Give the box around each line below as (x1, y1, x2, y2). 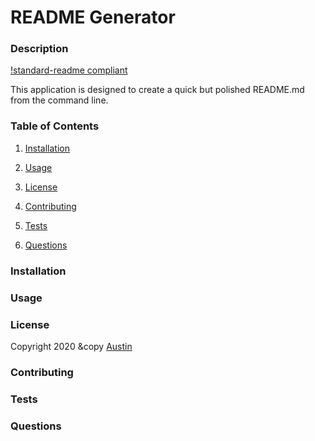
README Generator (10, 6, 176, 29)
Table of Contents (10, 119, 100, 133)
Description (10, 42, 69, 56)
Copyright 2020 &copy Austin (10, 340, 133, 352)
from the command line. (10, 94, 109, 106)
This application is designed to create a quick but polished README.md (10, 84, 305, 96)
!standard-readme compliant (10, 64, 128, 76)
